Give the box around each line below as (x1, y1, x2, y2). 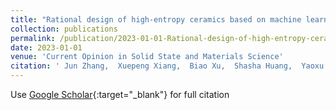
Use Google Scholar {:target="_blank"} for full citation (10, 89, 230, 100)
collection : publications (10, 24, 118, 34)
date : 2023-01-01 (10, 42, 83, 53)
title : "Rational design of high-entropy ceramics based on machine (10, 14, 302, 25)
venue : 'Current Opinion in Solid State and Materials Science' (10, 52, 284, 62)
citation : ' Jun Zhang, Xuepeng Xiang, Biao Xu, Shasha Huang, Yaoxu (10, 61, 325, 71)
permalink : (10, 33, 56, 43)
